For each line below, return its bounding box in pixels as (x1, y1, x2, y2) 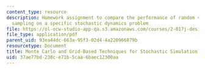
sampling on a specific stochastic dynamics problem (12, 20, 149, 26)
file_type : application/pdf (6, 32, 78, 38)
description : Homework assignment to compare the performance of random (6, 15, 195, 21)
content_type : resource (6, 9, 67, 15)
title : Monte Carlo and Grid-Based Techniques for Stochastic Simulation (6, 49, 198, 55)
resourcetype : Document (6, 43, 67, 49)
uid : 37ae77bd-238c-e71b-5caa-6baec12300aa (6, 54, 119, 60)
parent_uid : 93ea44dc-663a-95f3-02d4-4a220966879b (6, 37, 138, 43)
